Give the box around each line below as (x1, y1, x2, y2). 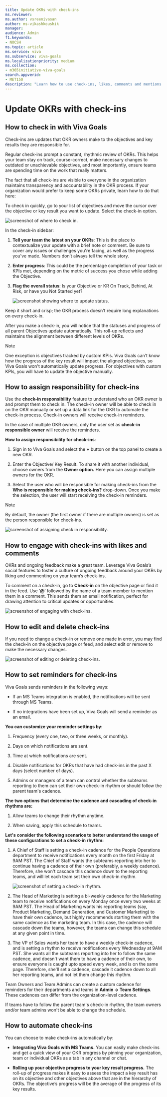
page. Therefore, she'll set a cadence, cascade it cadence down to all (12, 966, 156, 972)
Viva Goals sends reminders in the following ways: (5, 684, 109, 690)
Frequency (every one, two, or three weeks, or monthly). (12, 733, 129, 739)
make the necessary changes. (5, 647, 67, 653)
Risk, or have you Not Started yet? (12, 288, 83, 294)
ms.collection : (5, 63, 37, 68)
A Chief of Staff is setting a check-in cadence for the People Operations (12, 847, 161, 853)
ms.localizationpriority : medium (5, 58, 75, 63)
